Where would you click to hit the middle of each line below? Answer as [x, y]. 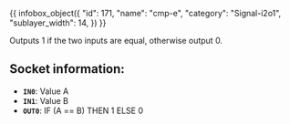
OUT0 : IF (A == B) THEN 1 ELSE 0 [83, 110]
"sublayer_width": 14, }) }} [58, 23]
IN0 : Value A [46, 91]
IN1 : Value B [45, 100]
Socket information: [67, 69]
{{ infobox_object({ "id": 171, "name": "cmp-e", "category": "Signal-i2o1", [145, 13]
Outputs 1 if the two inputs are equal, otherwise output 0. [116, 41]
